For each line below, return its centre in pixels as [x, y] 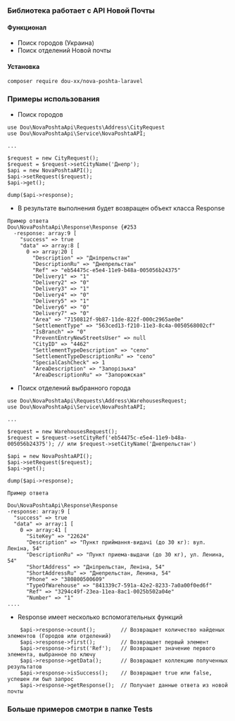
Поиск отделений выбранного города [74, 388]
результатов [25, 667]
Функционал [27, 27]
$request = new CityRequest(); [53, 158]
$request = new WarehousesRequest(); [63, 431]
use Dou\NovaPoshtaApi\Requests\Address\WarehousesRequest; [97, 401]
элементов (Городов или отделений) [59, 636]
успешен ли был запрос [40, 679]
